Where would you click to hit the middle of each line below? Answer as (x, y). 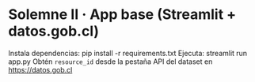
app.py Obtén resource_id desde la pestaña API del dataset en (110, 61)
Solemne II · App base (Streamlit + (122, 15)
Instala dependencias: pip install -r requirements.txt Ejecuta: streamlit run (128, 53)
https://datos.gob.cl (40, 69)
